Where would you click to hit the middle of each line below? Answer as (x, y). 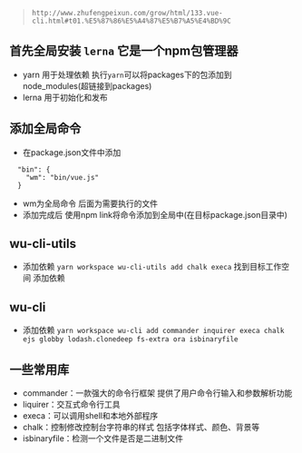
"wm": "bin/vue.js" (63, 177)
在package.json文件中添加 (72, 152)
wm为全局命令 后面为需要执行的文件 (90, 203)
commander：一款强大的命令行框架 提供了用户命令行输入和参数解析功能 (157, 393)
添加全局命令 (45, 128)
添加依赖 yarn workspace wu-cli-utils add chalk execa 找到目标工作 (152, 267)
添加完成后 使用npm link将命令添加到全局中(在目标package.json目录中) (155, 214)
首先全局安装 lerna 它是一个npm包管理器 (124, 51)
